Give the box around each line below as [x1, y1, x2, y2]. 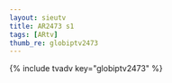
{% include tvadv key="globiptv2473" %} [9, 63, 164, 74]
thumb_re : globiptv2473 [9, 38, 99, 48]
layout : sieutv [9, 13, 67, 23]
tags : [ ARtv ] [9, 30, 59, 39]
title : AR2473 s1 [9, 22, 75, 31]
